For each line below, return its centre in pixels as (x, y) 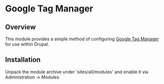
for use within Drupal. (27, 44)
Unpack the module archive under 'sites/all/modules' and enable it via (77, 72)
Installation (23, 60)
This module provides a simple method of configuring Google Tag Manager (82, 39)
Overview (21, 27)
